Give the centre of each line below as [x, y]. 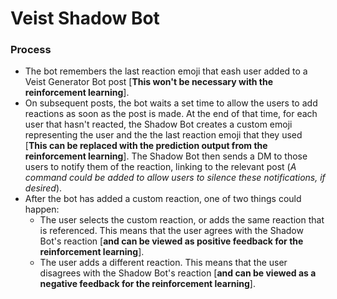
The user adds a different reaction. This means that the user [163, 263]
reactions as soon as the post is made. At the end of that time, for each [171, 114]
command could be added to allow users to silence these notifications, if [175, 178]
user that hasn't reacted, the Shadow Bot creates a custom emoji [158, 124]
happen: [42, 209]
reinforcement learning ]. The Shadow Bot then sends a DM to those [166, 156]
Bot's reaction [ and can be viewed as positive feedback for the [171, 241]
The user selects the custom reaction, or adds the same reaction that [182, 220]
